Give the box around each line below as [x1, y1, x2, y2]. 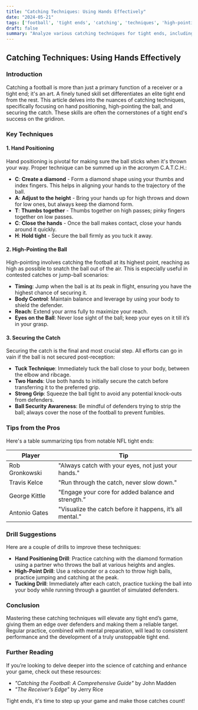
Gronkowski [9, 469, 42, 477]
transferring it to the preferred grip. [14, 384, 100, 391]
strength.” [58, 495, 86, 504]
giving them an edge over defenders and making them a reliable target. [6, 621, 179, 628]
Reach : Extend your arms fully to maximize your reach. [14, 308, 148, 315]
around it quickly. [14, 225, 57, 233]
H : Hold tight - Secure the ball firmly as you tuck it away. [14, 232, 153, 239]
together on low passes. [14, 213, 74, 220]
